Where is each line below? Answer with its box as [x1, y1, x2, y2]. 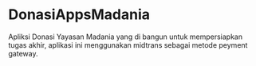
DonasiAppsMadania [8, 6, 150, 24]
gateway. [8, 49, 38, 58]
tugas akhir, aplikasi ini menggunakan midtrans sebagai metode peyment [8, 40, 248, 49]
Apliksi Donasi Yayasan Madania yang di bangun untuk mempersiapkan [8, 32, 243, 41]
